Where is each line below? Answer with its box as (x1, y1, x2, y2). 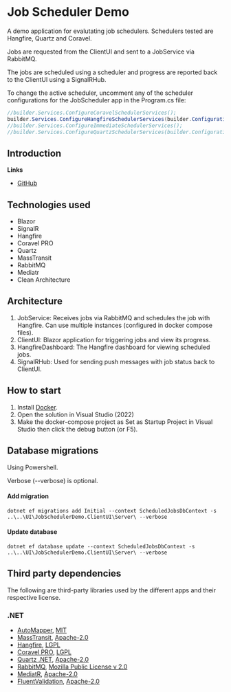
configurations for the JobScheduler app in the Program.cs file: (7, 96, 186, 104)
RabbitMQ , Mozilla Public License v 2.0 (16, 662, 128, 671)
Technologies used (7, 199, 91, 210)
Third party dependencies (7, 568, 122, 579)
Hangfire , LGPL (16, 640, 60, 649)
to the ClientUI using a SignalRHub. (7, 75, 107, 83)
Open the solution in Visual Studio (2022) (16, 410, 134, 418)
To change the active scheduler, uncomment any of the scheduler (7, 89, 194, 97)
